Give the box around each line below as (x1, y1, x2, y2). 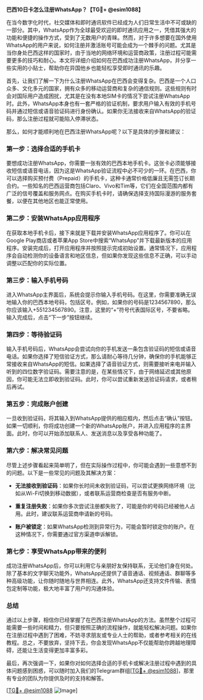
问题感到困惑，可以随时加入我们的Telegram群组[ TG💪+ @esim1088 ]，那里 (11, 667, 195, 675)
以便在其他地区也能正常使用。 (16, 197, 91, 205)
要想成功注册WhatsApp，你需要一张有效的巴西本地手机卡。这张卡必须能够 (6, 160, 192, 167)
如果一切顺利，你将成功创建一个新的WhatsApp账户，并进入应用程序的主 (6, 422, 186, 429)
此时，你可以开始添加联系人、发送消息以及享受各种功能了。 (16, 430, 165, 437)
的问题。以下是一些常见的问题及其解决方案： (6, 469, 118, 476)
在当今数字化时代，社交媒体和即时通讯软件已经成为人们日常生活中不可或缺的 (6, 19, 197, 26)
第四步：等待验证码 (6, 330, 62, 338)
